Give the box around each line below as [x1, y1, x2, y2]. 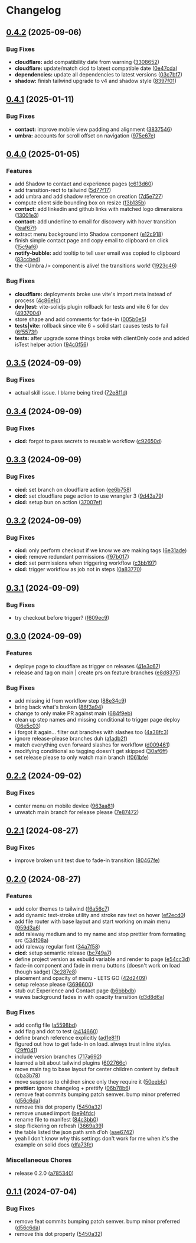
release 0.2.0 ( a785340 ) [14, 1170, 74, 1177]
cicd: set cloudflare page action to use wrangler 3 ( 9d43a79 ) [14, 492, 164, 499]
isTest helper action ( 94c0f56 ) [14, 341, 89, 348]
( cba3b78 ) [14, 1072, 41, 1079]
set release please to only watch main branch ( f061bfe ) [14, 754, 149, 761]
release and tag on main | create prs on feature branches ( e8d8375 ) [14, 669, 181, 676]
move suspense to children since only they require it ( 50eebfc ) [14, 1078, 168, 1085]
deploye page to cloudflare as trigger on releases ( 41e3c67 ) [14, 662, 161, 669]
